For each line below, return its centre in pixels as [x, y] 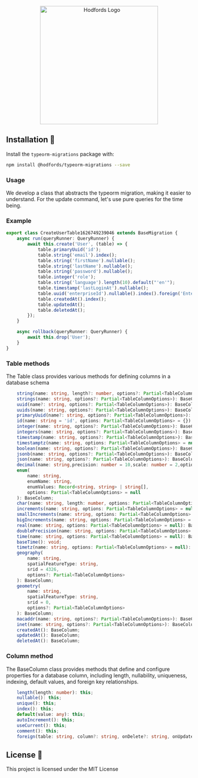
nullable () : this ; [39, 698]
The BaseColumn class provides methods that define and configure [88, 669]
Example [19, 221]
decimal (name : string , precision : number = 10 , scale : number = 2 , [99, 465]
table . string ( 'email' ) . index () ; [77, 255]
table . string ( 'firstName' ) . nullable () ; [86, 260]
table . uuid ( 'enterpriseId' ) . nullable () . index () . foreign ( [109, 293]
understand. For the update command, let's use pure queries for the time [95, 199]
